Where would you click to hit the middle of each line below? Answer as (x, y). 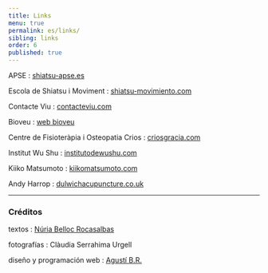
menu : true (26, 23)
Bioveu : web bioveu (41, 122)
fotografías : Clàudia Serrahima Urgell (70, 245)
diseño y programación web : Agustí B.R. (75, 260)
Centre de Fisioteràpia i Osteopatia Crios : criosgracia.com (104, 137)
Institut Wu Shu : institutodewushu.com (73, 153)
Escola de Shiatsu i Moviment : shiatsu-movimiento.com (100, 91)
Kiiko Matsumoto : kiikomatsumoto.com (73, 168)
